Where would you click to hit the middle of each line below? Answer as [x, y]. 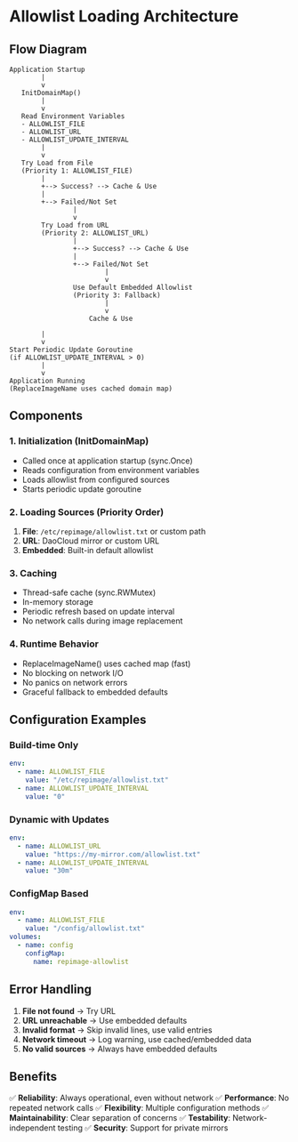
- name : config [45, 945]
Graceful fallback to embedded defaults [95, 692]
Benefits [33, 1077]
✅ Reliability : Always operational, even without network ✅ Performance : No [149, 1098]
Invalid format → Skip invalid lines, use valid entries [117, 1030]
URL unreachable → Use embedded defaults [105, 1020]
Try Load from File [57, 163]
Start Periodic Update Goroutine [71, 350]
